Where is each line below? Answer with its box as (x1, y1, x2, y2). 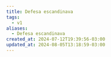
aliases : (6, 25, 28, 31)
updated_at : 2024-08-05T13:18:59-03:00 (6, 42, 106, 48)
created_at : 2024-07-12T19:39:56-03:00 (6, 36, 106, 42)
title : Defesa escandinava (6, 8, 73, 15)
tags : (6, 14, 20, 20)
